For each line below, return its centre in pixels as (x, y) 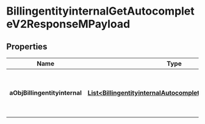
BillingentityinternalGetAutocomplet (101, 11)
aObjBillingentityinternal (46, 93)
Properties (27, 46)
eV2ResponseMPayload (68, 24)
